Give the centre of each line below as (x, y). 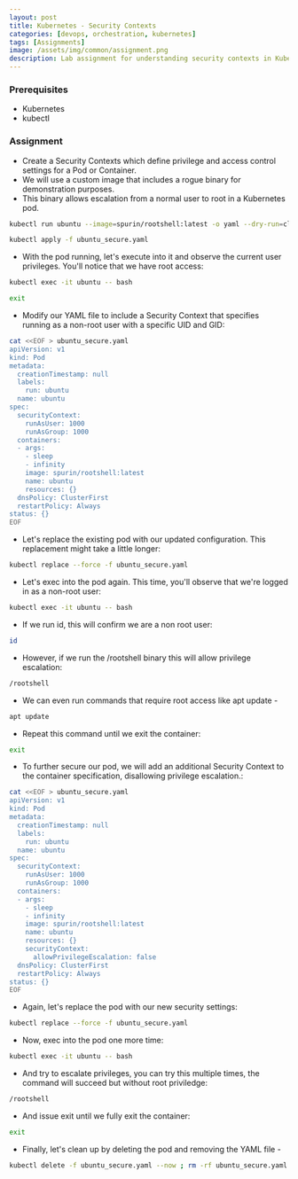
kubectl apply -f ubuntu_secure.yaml (79, 240)
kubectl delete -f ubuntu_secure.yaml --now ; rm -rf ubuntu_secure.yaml (149, 1165)
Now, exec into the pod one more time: (93, 1040)
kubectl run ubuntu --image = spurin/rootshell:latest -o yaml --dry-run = (146, 224)
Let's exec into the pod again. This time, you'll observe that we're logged (155, 582)
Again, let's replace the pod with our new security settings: (129, 1007)
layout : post (33, 17)
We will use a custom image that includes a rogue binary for (131, 179)
